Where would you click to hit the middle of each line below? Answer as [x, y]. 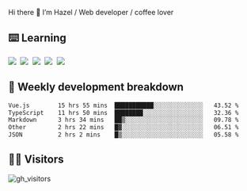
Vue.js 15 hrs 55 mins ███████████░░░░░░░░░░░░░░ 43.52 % [123, 105]
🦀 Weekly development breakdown [96, 87]
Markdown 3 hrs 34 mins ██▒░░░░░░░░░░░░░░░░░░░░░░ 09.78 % [123, 120]
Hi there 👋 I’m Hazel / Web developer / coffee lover [91, 12]
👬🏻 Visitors [36, 160]
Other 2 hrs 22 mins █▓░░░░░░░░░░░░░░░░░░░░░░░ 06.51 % [123, 128]
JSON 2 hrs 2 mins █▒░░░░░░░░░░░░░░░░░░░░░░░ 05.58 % [123, 135]
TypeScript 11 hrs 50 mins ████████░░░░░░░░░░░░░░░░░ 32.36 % [123, 113]
